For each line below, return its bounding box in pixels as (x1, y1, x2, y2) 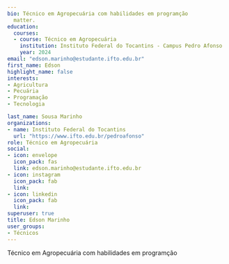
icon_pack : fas (13, 158, 58, 165)
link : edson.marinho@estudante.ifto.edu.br (13, 165, 141, 172)
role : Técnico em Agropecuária (7, 139, 98, 146)
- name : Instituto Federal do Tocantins (7, 126, 127, 133)
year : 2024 (19, 49, 52, 56)
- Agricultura (7, 81, 49, 88)
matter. (13, 17, 36, 24)
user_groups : (7, 223, 45, 230)
